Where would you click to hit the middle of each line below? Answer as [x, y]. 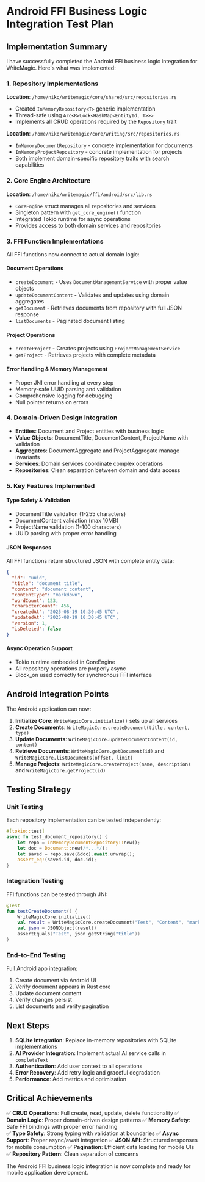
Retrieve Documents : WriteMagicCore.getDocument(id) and [90, 751]
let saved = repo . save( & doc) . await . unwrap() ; [76, 854]
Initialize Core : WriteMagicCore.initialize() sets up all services [96, 720]
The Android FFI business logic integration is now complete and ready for [99, 1166]
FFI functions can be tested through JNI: [57, 894]
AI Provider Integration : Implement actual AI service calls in [91, 1053]
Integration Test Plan [60, 24]
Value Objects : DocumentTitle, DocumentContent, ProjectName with [102, 437]
